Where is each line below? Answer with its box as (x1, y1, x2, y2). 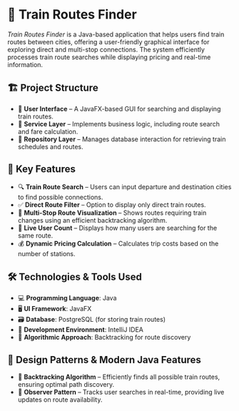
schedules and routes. (17, 142, 83, 151)
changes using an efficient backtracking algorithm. (17, 215, 168, 224)
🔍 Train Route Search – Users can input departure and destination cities (17, 182, 232, 191)
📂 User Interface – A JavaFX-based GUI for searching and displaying (17, 104, 221, 113)
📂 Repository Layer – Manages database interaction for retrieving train (17, 135, 226, 143)
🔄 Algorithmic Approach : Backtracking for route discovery (17, 333, 191, 342)
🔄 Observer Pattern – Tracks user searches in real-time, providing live (17, 388, 225, 397)
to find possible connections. (17, 193, 103, 201)
